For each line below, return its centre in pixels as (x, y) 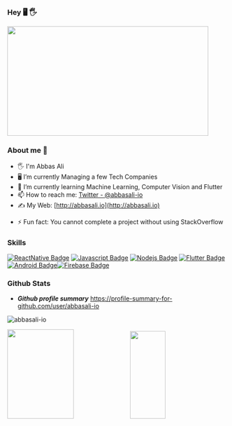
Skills (17, 242)
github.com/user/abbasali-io (58, 306)
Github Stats (29, 283)
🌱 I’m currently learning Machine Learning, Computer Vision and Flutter (120, 186)
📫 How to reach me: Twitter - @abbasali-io (80, 194)
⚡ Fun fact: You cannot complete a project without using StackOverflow (120, 221)
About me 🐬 (27, 151)
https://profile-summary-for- (131, 298)
